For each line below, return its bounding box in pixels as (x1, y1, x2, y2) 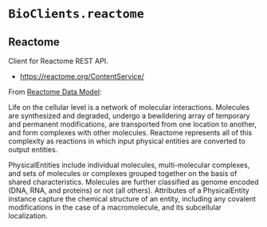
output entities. (8, 145, 58, 154)
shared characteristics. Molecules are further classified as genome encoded (8, 178, 259, 186)
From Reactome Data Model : (8, 87, 102, 96)
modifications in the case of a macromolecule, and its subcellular (8, 202, 222, 212)
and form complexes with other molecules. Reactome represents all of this (8, 128, 253, 137)
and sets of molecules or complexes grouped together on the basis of (8, 169, 238, 178)
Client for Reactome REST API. (8, 57, 109, 65)
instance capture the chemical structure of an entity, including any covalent (8, 194, 257, 203)
